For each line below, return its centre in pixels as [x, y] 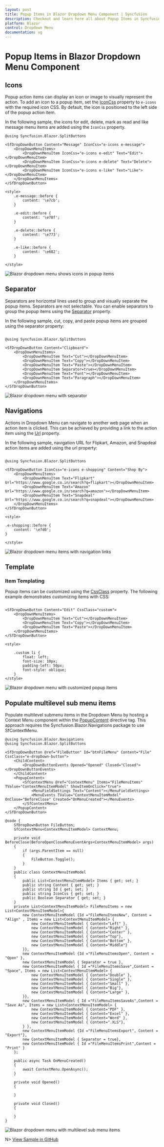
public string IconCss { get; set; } [61, 894]
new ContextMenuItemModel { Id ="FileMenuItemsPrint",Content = [89, 1044]
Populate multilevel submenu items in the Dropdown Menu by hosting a [77, 715]
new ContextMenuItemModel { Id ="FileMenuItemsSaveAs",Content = [91, 1001]
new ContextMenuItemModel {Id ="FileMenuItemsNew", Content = [87, 915]
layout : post [18, 10]
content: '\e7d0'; [32, 529]
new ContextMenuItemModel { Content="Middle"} [79, 945]
